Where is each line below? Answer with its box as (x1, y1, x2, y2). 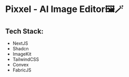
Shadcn (12, 46, 29, 51)
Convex (12, 62, 29, 67)
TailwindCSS (12, 56, 39, 62)
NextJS (12, 40, 28, 46)
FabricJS (12, 67, 31, 73)
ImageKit (12, 51, 32, 57)
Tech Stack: (5, 27, 44, 35)
